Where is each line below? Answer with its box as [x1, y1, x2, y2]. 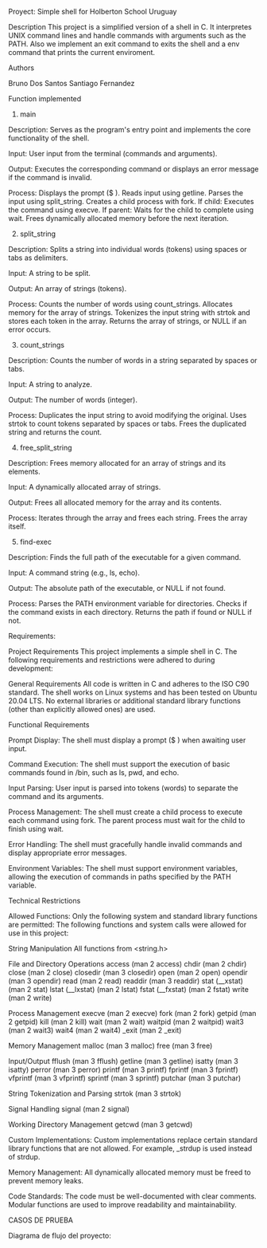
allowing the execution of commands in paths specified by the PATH [8, 872, 232, 881]
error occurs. [8, 325, 52, 334]
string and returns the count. [8, 427, 102, 437]
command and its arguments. [8, 792, 104, 801]
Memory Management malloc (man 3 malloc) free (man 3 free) [8, 1041, 213, 1050]
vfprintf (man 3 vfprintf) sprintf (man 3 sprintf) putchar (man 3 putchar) [8, 1073, 242, 1083]
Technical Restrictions [8, 896, 81, 905]
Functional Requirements [8, 720, 90, 729]
